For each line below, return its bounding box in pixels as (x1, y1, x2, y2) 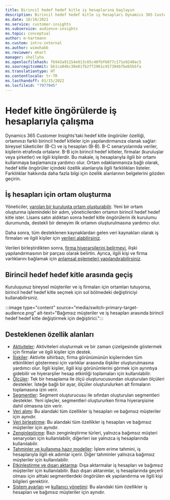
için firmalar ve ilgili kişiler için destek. (12, 349, 92, 355)
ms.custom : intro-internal (5, 41, 62, 46)
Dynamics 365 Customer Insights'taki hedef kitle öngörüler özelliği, (5, 132, 145, 139)
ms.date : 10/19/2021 (5, 17, 49, 22)
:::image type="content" (5, 305, 56, 311)
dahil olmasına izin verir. (12, 403, 63, 409)
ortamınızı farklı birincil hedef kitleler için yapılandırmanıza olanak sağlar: (5, 138, 157, 144)
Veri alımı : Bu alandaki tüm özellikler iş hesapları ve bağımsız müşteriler (12, 408, 161, 414)
